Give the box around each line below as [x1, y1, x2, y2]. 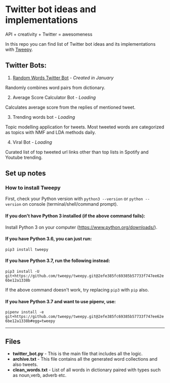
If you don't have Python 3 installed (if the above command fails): [5, 213, 146, 219]
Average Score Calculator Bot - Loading [12, 94, 96, 100]
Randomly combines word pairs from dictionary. [5, 84, 105, 90]
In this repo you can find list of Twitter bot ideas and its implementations [5, 41, 156, 47]
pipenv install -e [5, 310, 44, 315]
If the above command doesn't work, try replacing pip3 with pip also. [5, 287, 149, 293]
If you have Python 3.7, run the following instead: [5, 258, 110, 264]
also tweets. [12, 362, 38, 368]
